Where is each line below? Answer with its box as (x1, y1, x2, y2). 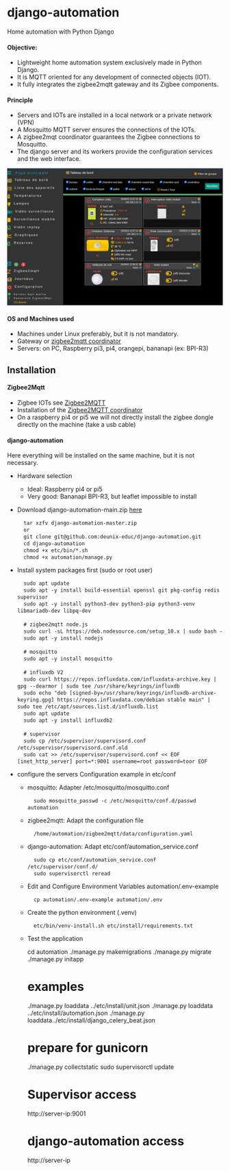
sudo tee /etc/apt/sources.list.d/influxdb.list (16, 703, 159, 710)
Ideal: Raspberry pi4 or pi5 (27, 485, 103, 494)
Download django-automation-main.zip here (16, 505, 142, 514)
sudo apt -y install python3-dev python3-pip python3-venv (23, 601, 196, 607)
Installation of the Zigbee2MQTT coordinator (16, 406, 143, 414)
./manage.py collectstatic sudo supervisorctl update (27, 1063, 175, 1071)
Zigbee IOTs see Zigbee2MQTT (16, 399, 106, 407)
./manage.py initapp (27, 955, 84, 964)
